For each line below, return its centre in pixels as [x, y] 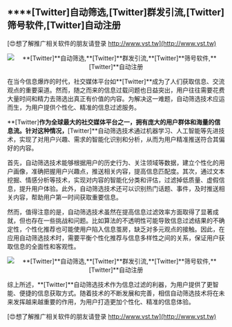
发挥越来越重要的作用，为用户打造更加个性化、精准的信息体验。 [104, 301]
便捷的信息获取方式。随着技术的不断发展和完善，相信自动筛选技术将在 [119, 293]
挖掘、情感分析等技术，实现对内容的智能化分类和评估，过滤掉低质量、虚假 [113, 180]
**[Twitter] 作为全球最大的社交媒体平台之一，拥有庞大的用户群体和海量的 [111, 122]
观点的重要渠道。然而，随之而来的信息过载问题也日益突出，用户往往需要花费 [116, 90]
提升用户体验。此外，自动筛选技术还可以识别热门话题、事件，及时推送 [119, 188]
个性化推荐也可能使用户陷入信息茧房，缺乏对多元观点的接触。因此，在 [125, 229]
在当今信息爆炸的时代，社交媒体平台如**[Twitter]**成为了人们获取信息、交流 [116, 81]
